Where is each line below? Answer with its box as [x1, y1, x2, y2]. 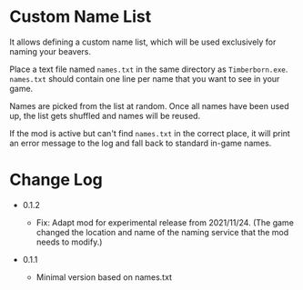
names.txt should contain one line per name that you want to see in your [9, 73, 280, 84]
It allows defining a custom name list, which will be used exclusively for [9, 36, 277, 47]
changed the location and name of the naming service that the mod [35, 226, 289, 237]
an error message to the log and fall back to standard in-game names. [9, 137, 272, 148]
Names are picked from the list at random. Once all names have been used [9, 100, 289, 111]
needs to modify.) [35, 236, 103, 247]
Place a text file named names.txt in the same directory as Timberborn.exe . [9, 64, 288, 75]
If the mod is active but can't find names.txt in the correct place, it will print [9, 127, 291, 138]
